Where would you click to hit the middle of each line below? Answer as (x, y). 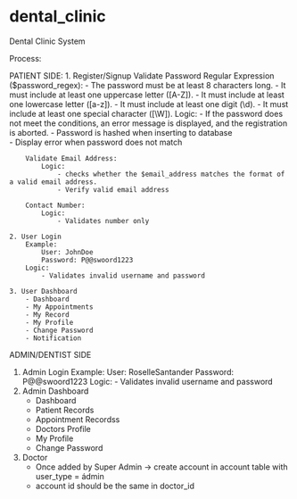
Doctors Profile (63, 428)
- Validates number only (103, 220)
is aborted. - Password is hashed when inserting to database (121, 132)
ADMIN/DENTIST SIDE (50, 354)
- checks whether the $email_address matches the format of (171, 174)
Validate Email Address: (71, 158)
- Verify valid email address (113, 189)
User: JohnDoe (67, 252)
